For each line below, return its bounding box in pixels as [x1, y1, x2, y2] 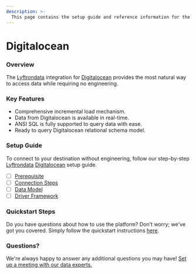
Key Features [6, 95, 45, 103]
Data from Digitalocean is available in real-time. [14, 114, 129, 121]
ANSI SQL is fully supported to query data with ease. [14, 121, 143, 128]
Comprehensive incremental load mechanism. [14, 108, 126, 115]
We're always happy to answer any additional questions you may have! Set [6, 255, 187, 262]
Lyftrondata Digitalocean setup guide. [6, 161, 97, 168]
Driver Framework [14, 192, 59, 199]
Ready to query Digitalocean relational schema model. [14, 127, 146, 134]
